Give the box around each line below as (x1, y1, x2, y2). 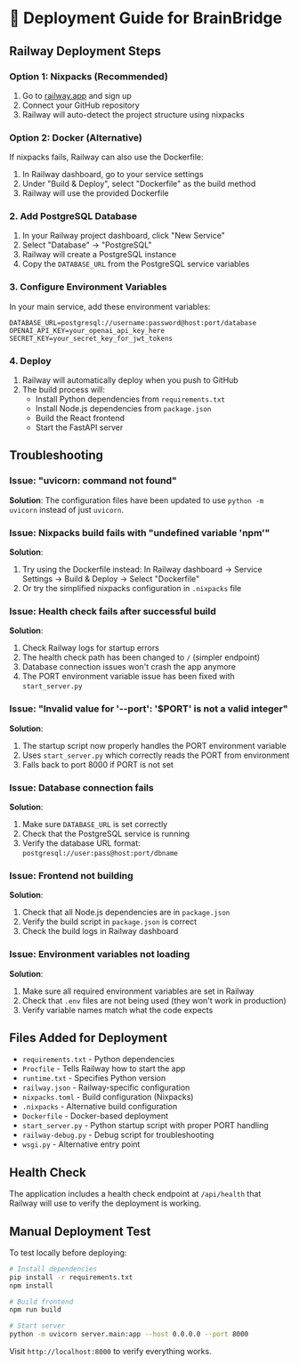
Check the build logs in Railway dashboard (21, 926, 179, 937)
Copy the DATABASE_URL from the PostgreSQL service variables (21, 258, 250, 270)
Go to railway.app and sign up (21, 90, 132, 101)
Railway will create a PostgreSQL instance (21, 249, 176, 260)
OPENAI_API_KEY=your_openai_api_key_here (9, 326, 166, 335)
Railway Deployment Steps (9, 44, 162, 59)
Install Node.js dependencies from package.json (35, 403, 212, 414)
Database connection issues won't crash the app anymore (21, 662, 236, 672)
